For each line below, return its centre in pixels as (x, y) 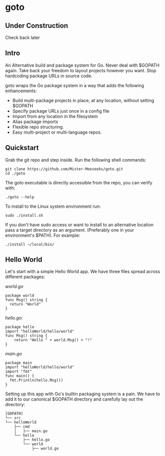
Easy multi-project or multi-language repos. (57, 132)
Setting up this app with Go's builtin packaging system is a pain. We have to (83, 394)
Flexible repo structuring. (38, 127)
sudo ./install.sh (24, 215)
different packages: (25, 277)
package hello (20, 327)
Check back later (23, 37)
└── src (13, 418)
